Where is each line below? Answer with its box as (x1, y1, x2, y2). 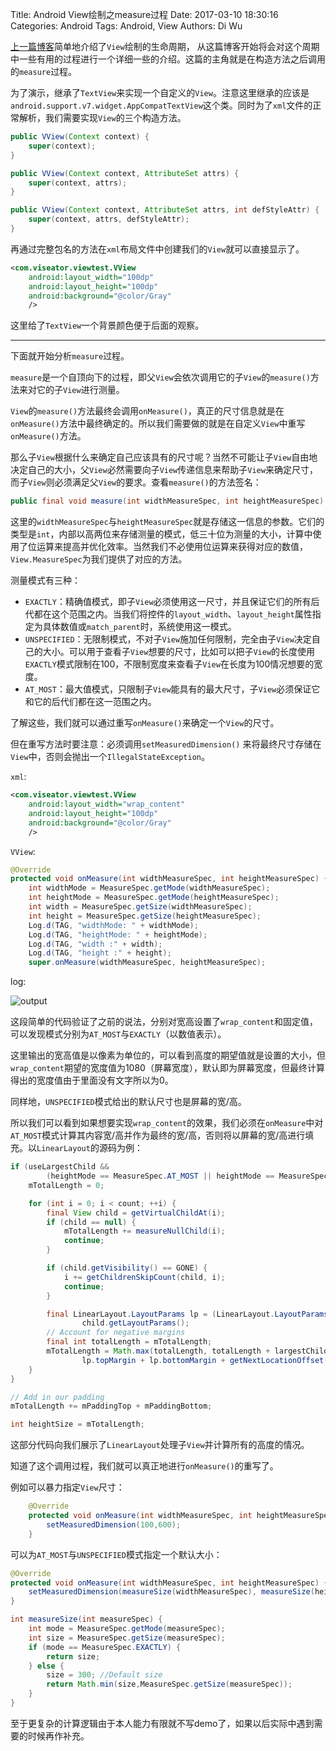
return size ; (46, 1651, 101, 1662)
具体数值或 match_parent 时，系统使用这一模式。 (42, 621, 237, 633)
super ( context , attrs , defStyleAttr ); (28, 214, 190, 225)
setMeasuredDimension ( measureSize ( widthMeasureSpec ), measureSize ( (28, 1587, 315, 1597)
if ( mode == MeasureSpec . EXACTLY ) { (28, 1642, 182, 1652)
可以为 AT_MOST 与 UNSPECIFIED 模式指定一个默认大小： (10, 1548, 223, 1560)
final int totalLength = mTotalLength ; (46, 1337, 213, 1347)
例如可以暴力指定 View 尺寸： (10, 1481, 125, 1493)
